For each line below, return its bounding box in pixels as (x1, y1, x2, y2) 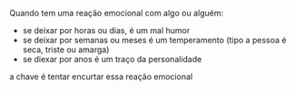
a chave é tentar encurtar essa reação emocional (9, 71, 193, 82)
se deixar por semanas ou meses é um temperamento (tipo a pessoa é (22, 35, 287, 45)
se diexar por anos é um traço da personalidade (22, 54, 202, 64)
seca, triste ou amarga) (22, 44, 110, 55)
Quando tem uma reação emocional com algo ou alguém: (9, 8, 224, 18)
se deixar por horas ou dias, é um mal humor (22, 25, 191, 35)
